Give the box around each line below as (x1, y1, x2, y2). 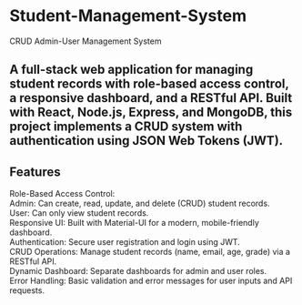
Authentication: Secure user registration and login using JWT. (9, 237, 241, 248)
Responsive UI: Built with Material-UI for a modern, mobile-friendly (9, 218, 259, 229)
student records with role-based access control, (9, 76, 289, 92)
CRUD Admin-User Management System (9, 36, 162, 46)
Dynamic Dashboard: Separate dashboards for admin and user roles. (9, 266, 267, 277)
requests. (9, 285, 45, 296)
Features (9, 164, 61, 179)
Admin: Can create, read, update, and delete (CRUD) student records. (9, 198, 270, 209)
